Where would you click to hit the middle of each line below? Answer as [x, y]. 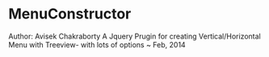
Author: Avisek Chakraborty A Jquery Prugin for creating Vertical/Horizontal [134, 36]
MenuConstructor [70, 14]
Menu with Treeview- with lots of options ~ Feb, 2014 [97, 44]
